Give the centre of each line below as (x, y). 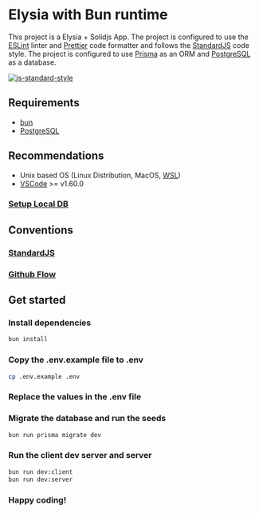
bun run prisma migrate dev (55, 435)
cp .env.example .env (44, 376)
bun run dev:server (41, 479)
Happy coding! (37, 499)
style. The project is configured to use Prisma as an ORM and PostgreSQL (129, 54)
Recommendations (56, 156)
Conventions (41, 230)
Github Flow (32, 274)
